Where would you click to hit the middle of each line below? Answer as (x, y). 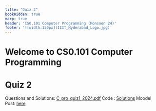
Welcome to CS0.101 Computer (69, 52)
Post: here (15, 104)
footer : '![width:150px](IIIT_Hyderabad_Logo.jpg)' (58, 28)
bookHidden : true (23, 14)
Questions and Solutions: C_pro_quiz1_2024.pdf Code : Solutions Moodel (78, 98)
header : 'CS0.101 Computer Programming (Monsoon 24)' (61, 23)
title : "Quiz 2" (21, 10)
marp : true (16, 19)
